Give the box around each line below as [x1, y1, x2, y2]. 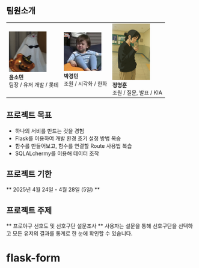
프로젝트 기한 [6, 169, 52, 179]
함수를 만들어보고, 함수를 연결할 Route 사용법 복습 [14, 142, 132, 149]
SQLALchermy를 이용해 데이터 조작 [14, 150, 99, 157]
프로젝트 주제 [6, 205, 52, 215]
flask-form [6, 251, 61, 265]
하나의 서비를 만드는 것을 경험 [14, 127, 84, 134]
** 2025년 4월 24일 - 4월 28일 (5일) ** [6, 186, 100, 193]
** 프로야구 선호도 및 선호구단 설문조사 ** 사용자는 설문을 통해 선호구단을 [6, 222, 177, 230]
